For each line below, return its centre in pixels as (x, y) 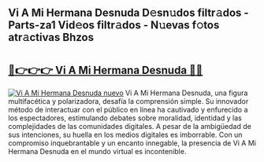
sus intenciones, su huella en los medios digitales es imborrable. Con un (125, 134)
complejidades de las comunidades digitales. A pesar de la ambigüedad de (130, 126)
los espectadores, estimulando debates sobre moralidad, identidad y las (125, 118)
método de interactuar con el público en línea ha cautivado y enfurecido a (128, 110)
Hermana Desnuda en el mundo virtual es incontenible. (97, 151)
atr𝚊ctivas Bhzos (51, 37)
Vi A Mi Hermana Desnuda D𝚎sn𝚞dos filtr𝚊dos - (129, 13)
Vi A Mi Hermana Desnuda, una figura (186, 93)
